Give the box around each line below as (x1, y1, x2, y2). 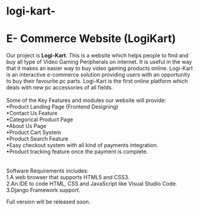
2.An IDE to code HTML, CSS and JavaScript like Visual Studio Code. (6, 180, 178, 188)
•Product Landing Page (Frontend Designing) (6, 103, 119, 110)
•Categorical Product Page (6, 116, 74, 123)
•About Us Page (6, 122, 47, 130)
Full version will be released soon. (6, 198, 90, 206)
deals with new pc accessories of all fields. (6, 84, 113, 91)
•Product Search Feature (6, 135, 68, 142)
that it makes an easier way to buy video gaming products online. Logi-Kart (6, 65, 193, 72)
